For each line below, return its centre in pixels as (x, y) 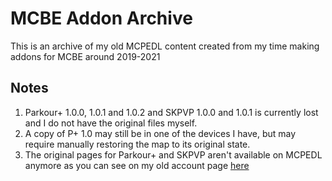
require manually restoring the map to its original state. (137, 144)
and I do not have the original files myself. (111, 123)
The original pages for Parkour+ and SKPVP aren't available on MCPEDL (173, 154)
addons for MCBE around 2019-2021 (85, 56)
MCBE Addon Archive (101, 18)
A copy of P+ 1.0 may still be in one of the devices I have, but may (160, 133)
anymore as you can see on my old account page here (137, 165)
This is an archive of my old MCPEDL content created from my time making (165, 46)
